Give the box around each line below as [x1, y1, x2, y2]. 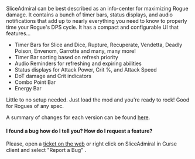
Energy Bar [14, 85, 42, 92]
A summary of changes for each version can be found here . [6, 114, 150, 121]
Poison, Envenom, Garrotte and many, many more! [14, 48, 136, 55]
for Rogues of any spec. [6, 103, 64, 109]
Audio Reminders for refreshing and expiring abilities [14, 60, 142, 67]
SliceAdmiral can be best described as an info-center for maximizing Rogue [6, 5, 189, 12]
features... [6, 30, 31, 37]
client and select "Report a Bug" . [6, 147, 87, 154]
